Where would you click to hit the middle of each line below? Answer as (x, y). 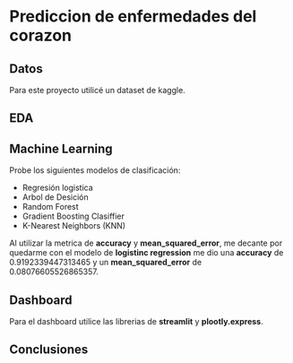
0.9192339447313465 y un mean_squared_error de (106, 263)
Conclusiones (49, 350)
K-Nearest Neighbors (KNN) (74, 226)
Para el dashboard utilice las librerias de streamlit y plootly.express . (136, 322)
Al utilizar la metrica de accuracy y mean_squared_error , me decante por (146, 243)
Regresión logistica (58, 188)
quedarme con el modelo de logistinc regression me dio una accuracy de (146, 253)
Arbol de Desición (56, 197)
